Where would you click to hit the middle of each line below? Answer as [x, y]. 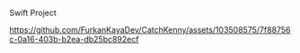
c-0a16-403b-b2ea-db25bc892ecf [74, 39]
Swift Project [33, 13]
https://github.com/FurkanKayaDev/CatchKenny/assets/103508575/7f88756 [150, 30]
